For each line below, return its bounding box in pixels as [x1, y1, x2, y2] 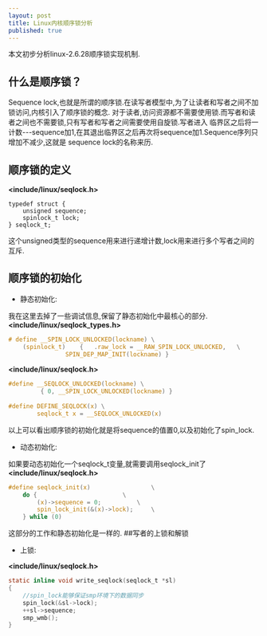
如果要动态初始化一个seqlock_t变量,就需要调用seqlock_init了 [8, 459, 206, 469]
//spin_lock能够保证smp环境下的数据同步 [22, 591, 144, 599]
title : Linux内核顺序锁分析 [8, 19, 93, 27]
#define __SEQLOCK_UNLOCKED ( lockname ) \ [8, 380, 145, 388]
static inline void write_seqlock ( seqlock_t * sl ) [8, 577, 177, 585]
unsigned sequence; [22, 207, 88, 215]
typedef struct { [8, 200, 66, 208]
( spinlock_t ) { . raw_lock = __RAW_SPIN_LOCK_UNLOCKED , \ [22, 343, 241, 351]
